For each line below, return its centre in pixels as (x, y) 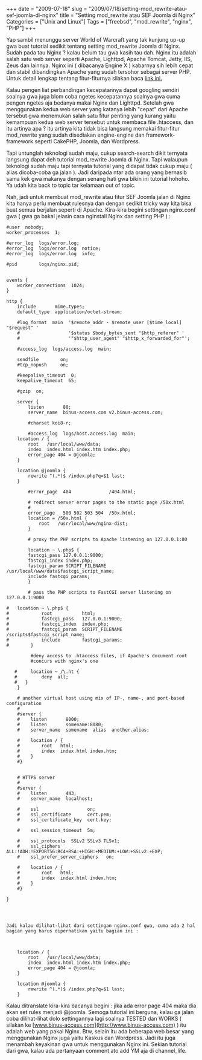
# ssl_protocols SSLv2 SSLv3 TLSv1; (68, 841)
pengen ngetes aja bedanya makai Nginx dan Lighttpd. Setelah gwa (90, 103)
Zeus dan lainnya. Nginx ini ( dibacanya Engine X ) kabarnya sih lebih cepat (100, 65)
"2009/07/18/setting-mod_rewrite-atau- (138, 9)
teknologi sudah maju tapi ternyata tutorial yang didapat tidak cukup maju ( (99, 166)
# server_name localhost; (55, 799)
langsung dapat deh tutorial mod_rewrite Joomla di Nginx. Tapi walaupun (97, 159)
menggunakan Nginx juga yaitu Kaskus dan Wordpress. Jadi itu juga (91, 1038)
